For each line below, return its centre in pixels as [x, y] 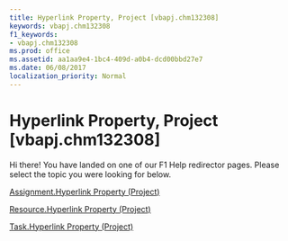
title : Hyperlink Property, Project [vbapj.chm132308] [114, 18]
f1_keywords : [34, 34]
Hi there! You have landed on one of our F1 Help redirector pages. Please [144, 165]
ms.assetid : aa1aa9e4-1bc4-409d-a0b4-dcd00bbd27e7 [106, 59]
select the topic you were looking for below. [90, 174]
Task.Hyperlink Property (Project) [72, 227]
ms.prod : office [40, 51]
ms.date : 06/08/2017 [48, 68]
